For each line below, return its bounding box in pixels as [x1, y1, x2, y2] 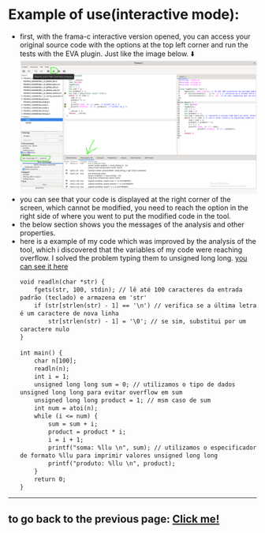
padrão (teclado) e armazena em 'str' [19, 294, 147, 302]
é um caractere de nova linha [19, 310, 120, 317]
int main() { [19, 349, 63, 357]
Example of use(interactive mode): [8, 6, 240, 24]
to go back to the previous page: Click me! [8, 512, 220, 526]
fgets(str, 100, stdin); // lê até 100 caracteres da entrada [34, 286, 243, 294]
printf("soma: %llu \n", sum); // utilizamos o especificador [48, 444, 257, 452]
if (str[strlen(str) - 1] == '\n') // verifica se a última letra [34, 302, 257, 310]
